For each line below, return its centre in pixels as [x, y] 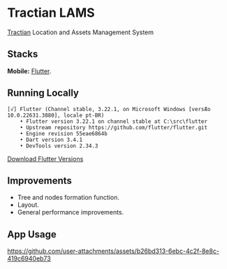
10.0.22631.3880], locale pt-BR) [56, 115]
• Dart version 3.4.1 [51, 140]
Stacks [23, 54]
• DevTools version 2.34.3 [59, 146]
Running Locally [43, 93]
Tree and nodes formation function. [68, 198]
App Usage [32, 234]
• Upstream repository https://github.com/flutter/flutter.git [114, 127]
